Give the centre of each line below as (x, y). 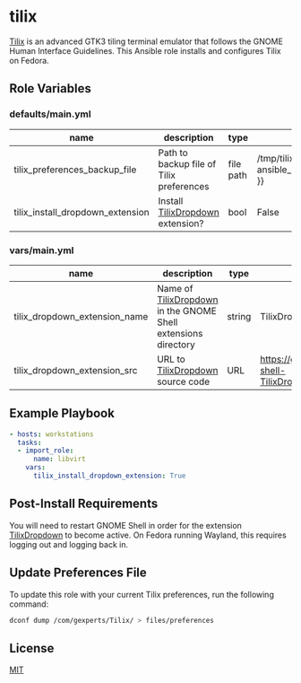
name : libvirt (60, 460)
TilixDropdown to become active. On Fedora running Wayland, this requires (148, 535)
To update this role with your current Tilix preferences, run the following (142, 594)
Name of (175, 288)
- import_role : (46, 451)
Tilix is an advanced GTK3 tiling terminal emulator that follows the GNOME (146, 41)
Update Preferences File (78, 573)
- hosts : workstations (52, 434)
